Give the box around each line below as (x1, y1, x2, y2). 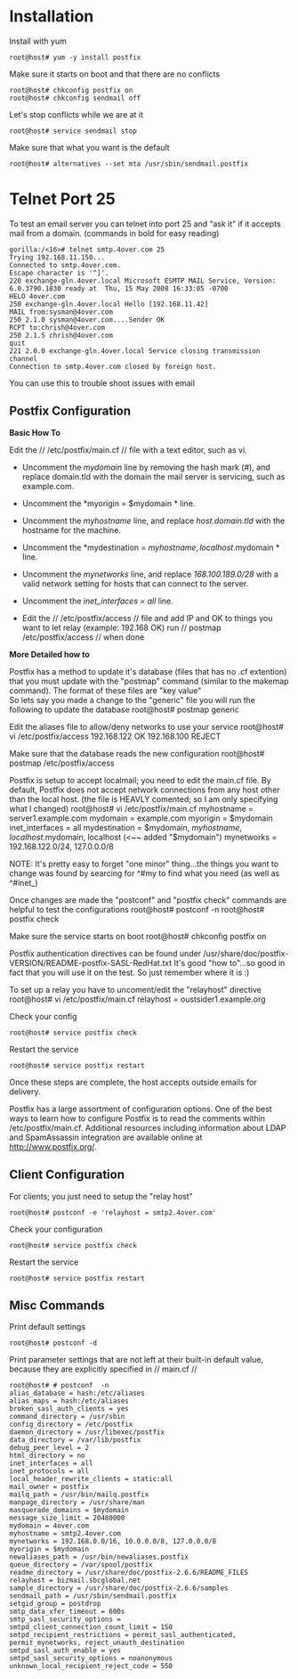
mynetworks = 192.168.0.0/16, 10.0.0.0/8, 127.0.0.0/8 (9, 1537, 217, 1546)
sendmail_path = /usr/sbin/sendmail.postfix (9, 1592, 177, 1601)
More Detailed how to (9, 649, 91, 659)
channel (9, 354, 38, 363)
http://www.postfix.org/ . (9, 1141, 97, 1151)
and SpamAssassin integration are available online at (9, 1132, 203, 1143)
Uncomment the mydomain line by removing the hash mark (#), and (21, 462, 271, 472)
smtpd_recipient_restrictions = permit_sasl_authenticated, (9, 1631, 238, 1640)
